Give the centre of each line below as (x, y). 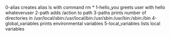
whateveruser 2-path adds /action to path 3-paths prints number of (76, 13)
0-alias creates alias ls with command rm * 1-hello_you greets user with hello (85, 7)
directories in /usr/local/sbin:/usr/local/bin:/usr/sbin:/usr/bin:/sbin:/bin (78, 18)
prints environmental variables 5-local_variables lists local (100, 23)
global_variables (22, 23)
